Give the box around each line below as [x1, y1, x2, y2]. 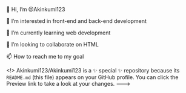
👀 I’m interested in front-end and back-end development [6, 18, 147, 24]
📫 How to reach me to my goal [6, 53, 84, 60]
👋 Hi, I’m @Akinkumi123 [6, 6, 65, 13]
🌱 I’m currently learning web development [6, 29, 111, 36]
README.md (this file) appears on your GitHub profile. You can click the [6, 74, 179, 81]
